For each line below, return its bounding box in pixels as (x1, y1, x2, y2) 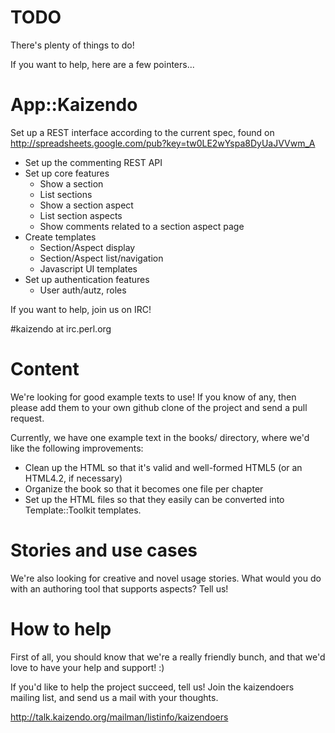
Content (10, 358, 80, 381)
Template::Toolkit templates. (24, 504, 142, 516)
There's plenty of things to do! (10, 39, 135, 51)
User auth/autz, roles (39, 284, 127, 296)
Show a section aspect (39, 199, 134, 211)
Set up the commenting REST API (24, 156, 163, 168)
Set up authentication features (24, 273, 150, 285)
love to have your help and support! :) (10, 661, 165, 673)
